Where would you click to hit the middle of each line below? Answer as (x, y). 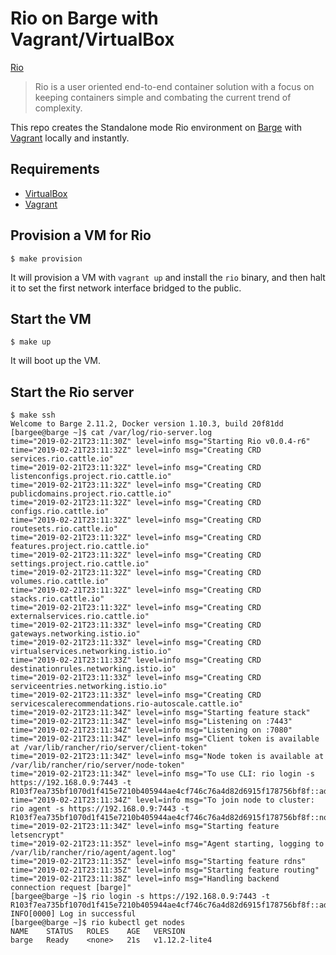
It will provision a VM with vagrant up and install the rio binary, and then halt (168, 277)
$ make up (31, 342)
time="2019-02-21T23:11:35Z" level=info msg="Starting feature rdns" (158, 862)
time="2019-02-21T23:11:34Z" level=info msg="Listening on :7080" (151, 730)
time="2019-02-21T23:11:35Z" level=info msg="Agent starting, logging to (167, 844)
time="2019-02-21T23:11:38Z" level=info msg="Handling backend (145, 879)
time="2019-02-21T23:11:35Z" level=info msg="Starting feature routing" (165, 870)
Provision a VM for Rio (81, 235)
